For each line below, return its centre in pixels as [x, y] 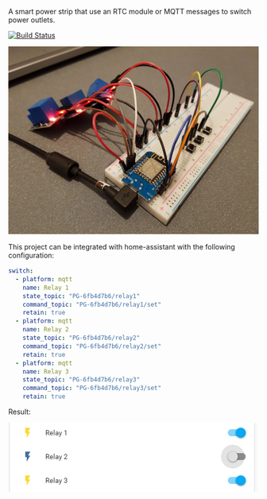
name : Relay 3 [46, 371]
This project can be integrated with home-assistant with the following [122, 247]
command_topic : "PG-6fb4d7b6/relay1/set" [92, 304]
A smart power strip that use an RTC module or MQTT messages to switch [130, 12]
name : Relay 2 [46, 330]
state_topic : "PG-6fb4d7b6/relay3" [81, 380]
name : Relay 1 [46, 288]
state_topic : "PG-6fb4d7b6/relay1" [81, 296]
